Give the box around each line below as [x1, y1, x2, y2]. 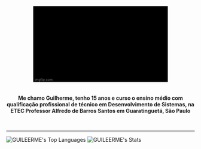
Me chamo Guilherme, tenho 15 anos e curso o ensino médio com [17, 94, 184, 102]
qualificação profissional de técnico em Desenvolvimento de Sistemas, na [7, 101, 194, 108]
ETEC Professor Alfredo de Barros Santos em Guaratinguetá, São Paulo [10, 108, 191, 114]
